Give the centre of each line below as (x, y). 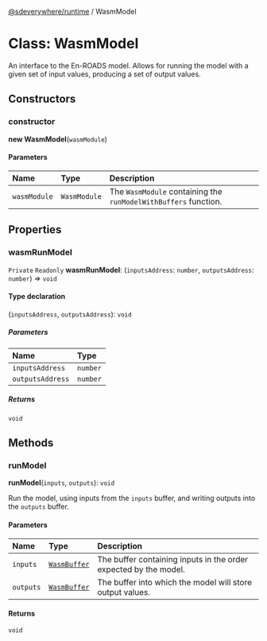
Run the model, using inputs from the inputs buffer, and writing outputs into (132, 498)
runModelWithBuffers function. (166, 201)
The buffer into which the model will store (175, 582)
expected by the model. (141, 569)
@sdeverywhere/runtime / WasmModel (72, 12)
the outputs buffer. (39, 507)
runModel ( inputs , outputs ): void (62, 483)
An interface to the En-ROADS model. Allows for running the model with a (128, 65)
